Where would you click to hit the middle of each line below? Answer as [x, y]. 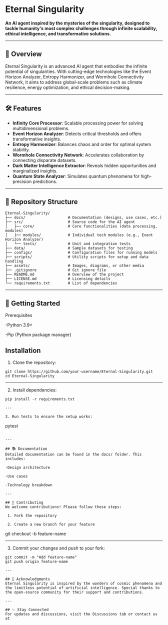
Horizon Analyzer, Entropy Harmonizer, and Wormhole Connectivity [74, 76]
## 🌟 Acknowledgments [28, 579]
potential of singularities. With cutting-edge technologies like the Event [78, 71]
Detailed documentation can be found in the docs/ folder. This [73, 454]
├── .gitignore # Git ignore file [56, 270]
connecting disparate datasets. [44, 160]
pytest [12, 426]
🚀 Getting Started [33, 303]
